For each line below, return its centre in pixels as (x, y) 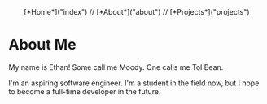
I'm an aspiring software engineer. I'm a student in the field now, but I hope (134, 83)
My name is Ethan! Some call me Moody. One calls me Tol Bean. (116, 67)
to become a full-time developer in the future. (85, 91)
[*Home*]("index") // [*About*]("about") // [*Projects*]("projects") (137, 12)
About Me (42, 45)
